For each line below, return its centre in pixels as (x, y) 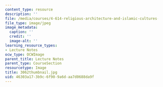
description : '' (21, 14)
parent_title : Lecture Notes (34, 59)
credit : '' (20, 37)
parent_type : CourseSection (33, 63)
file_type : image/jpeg (28, 23)
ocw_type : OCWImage (25, 54)
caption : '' (22, 32)
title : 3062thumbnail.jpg (31, 72)
